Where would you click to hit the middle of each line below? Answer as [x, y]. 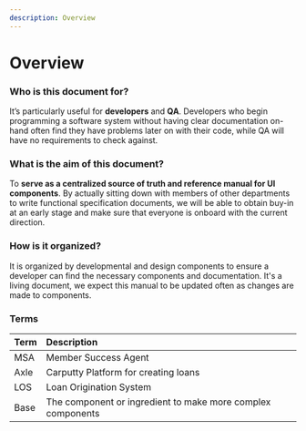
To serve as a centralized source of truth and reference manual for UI [143, 184]
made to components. [51, 295]
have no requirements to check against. [84, 140]
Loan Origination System [99, 387]
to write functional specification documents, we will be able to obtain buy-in [152, 203]
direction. [27, 222]
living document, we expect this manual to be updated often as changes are [152, 285]
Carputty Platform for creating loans [123, 372]
